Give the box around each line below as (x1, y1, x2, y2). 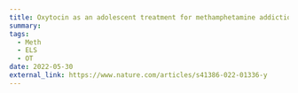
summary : (9, 21, 42, 30)
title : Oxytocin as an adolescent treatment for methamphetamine (9, 12, 255, 22)
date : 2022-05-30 (9, 63, 74, 72)
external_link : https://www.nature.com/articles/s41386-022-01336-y (9, 71, 268, 80)
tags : (9, 29, 29, 38)
